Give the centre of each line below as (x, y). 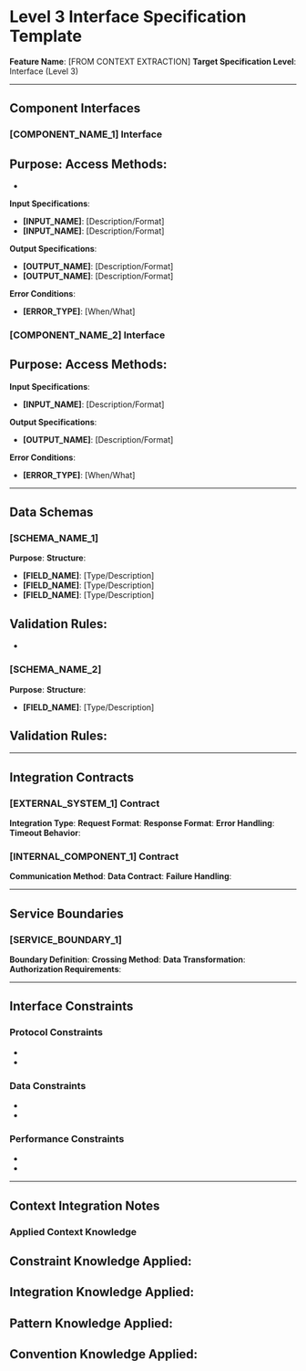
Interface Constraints (71, 1006)
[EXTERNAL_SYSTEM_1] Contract (85, 803)
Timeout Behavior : (45, 833)
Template (46, 36)
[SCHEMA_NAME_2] (56, 670)
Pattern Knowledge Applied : (91, 1323)
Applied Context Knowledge (73, 1231)
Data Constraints (48, 1085)
